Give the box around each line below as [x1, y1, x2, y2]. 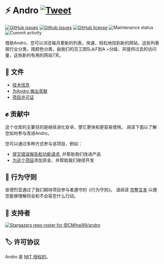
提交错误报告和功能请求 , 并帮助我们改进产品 [12, 151, 101, 157]
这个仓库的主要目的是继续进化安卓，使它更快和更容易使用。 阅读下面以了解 [5, 124, 157, 130]
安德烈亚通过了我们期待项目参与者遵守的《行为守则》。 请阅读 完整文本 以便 [5, 187, 157, 193]
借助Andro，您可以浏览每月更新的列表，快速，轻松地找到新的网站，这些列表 [5, 40, 160, 46]
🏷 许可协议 [5, 237, 40, 246]
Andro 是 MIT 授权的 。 [5, 254, 51, 260]
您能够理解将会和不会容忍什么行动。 [5, 193, 79, 199]
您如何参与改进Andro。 [5, 130, 52, 136]
